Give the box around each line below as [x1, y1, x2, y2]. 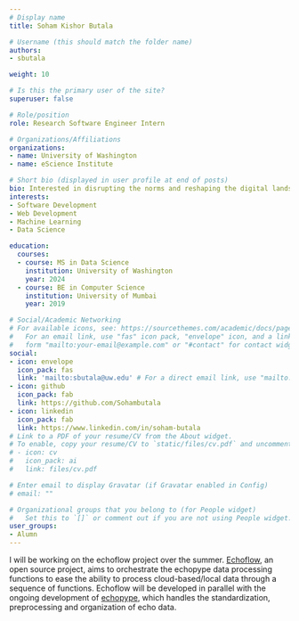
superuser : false [9, 94, 74, 103]
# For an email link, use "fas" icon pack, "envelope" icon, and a [9, 332, 273, 341]
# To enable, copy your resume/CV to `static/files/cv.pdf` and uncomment [9, 440, 293, 449]
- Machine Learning [9, 217, 82, 226]
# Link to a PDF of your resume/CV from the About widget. [9, 431, 233, 441]
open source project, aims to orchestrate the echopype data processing [9, 564, 273, 575]
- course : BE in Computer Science [17, 282, 145, 292]
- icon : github [9, 382, 66, 391]
